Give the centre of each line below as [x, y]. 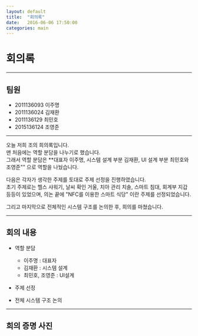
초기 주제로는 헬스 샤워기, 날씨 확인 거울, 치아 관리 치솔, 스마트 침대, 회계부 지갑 [97, 187]
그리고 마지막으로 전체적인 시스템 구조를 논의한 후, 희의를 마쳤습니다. [85, 207]
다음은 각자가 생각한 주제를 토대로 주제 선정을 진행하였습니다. [76, 179]
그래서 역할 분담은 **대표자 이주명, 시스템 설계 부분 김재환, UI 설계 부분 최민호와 [98, 160]
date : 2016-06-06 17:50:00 [42, 22]
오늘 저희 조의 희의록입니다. [38, 145]
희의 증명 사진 [29, 326]
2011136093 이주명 [37, 105]
